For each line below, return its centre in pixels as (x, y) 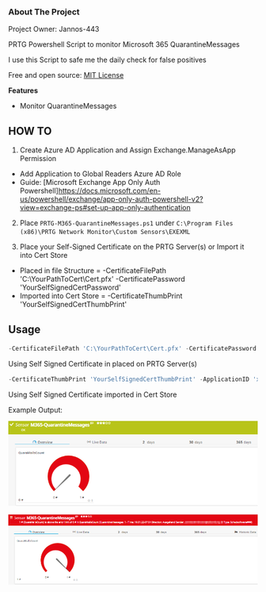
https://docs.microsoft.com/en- (109, 191)
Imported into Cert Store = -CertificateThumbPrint (101, 296)
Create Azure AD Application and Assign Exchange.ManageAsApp (127, 150)
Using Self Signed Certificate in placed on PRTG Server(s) (103, 363)
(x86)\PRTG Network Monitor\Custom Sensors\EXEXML (105, 233)
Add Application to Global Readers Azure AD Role (101, 174)
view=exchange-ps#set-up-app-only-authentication (105, 208)
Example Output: (36, 409)
